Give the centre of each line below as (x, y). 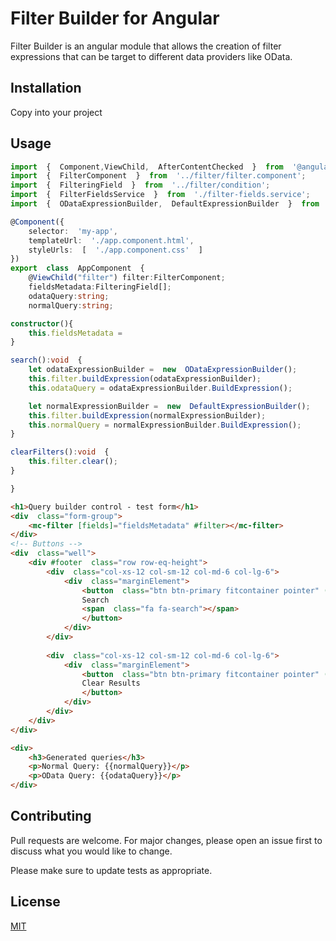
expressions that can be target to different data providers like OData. (151, 56)
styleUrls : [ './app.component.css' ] (115, 250)
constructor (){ (42, 323)
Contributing (51, 816)
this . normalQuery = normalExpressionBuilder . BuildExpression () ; (165, 425)
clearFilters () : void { (60, 452)
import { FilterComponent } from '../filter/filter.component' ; (158, 176)
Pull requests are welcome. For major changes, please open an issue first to (166, 840)
